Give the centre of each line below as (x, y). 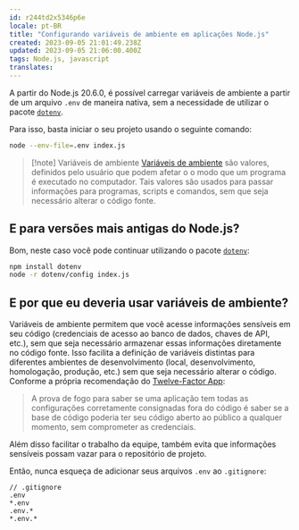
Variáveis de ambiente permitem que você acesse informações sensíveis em (150, 324)
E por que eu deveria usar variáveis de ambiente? (149, 303)
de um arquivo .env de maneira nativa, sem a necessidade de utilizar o (139, 102)
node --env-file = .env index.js (67, 145)
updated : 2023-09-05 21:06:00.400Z (75, 51)
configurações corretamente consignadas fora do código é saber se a (160, 408)
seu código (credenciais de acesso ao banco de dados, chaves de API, (140, 334)
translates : (31, 68)
